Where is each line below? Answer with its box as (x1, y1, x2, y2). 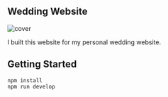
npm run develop (7, 83, 55, 90)
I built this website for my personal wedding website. (7, 38, 162, 46)
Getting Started (7, 58, 77, 70)
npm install (7, 77, 43, 84)
